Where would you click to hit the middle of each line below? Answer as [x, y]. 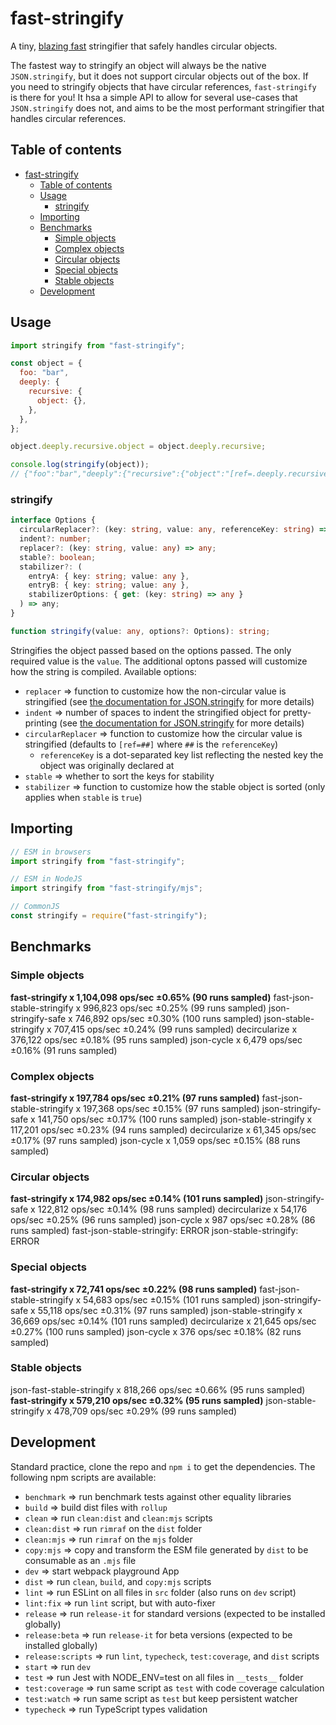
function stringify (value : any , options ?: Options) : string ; [140, 631]
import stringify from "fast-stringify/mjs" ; [106, 888]
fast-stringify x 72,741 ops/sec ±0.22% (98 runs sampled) [134, 1289]
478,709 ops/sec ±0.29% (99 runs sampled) [145, 1411]
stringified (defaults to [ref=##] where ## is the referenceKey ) [151, 744]
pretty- [297, 712]
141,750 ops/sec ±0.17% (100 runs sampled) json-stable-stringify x [175, 1119]
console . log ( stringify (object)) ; [80, 465]
